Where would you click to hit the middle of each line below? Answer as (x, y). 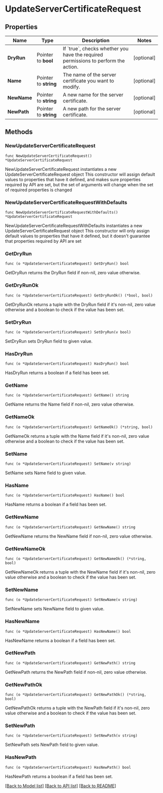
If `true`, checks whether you (96, 49)
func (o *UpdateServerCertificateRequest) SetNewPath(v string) (71, 736)
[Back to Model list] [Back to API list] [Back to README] (61, 786)
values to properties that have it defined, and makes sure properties (73, 179)
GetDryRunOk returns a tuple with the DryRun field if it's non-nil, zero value (80, 304)
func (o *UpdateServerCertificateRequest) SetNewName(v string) (71, 600)
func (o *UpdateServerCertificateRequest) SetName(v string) (68, 464)
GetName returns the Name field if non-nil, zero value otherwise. (70, 404)
